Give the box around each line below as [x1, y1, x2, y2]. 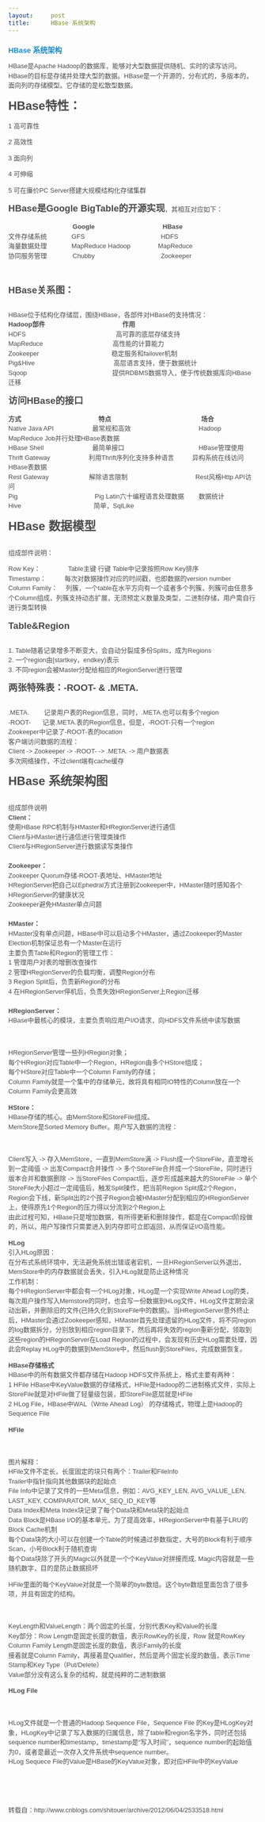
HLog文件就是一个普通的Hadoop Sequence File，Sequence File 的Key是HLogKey [8, 1719, 247, 1728]
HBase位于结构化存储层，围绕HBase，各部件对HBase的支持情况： [8, 310, 208, 319]
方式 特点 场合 [8, 414, 215, 423]
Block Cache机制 [8, 1525, 58, 1534]
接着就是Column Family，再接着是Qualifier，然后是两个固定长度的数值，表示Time [8, 1651, 251, 1659]
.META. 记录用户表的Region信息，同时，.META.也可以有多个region [8, 708, 219, 717]
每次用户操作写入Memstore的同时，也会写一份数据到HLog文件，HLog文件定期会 [8, 1296, 248, 1305]
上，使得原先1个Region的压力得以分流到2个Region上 [8, 1203, 166, 1212]
